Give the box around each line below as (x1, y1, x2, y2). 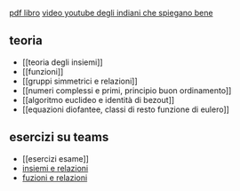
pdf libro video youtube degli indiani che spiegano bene (9, 8, 213, 18)
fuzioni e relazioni (21, 172, 88, 183)
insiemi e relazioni (21, 163, 89, 173)
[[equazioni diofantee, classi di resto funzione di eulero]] (21, 104, 229, 115)
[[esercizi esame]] (21, 153, 89, 163)
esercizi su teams (9, 130, 109, 145)
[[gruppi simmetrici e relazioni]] (21, 76, 138, 86)
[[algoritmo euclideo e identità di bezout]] (21, 94, 175, 105)
